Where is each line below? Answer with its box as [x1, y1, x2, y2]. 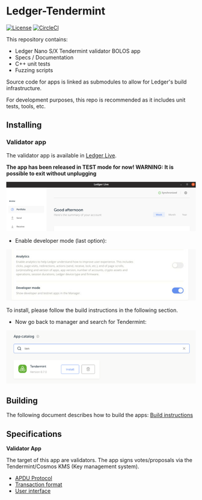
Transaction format [14, 481, 63, 488]
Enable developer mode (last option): [14, 237, 107, 244]
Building [6, 395, 38, 406]
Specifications [6, 428, 62, 439]
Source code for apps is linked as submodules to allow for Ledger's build [6, 78, 187, 85]
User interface [14, 487, 51, 494]
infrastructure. [6, 84, 42, 91]
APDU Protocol [14, 474, 52, 481]
